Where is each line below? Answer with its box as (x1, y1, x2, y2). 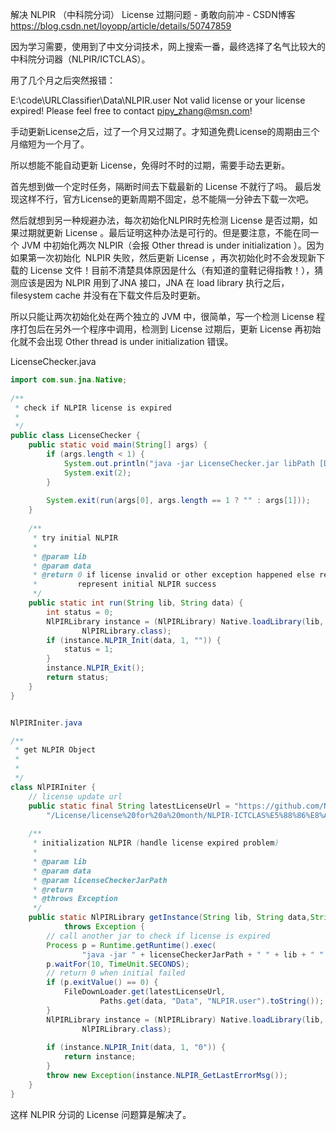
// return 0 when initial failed (46, 968, 186, 978)
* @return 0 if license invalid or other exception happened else (32, 570, 315, 580)
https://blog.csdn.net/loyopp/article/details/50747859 (10, 20, 232, 32)
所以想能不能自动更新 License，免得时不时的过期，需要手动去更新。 (10, 159, 291, 171)
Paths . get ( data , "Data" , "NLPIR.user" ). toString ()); (99, 996, 325, 1006)
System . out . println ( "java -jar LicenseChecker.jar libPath (63, 458, 315, 468)
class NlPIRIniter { (10, 782, 97, 792)
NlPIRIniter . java (10, 718, 83, 728)
